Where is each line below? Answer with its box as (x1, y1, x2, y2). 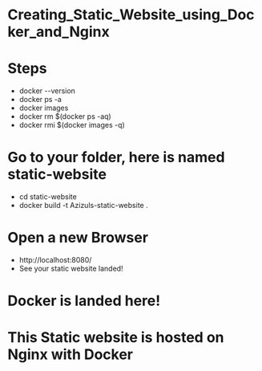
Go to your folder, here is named (7, 149, 225, 166)
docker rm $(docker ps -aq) (18, 112, 111, 121)
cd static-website (18, 192, 77, 202)
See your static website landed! (18, 263, 123, 273)
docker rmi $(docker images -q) (18, 120, 125, 130)
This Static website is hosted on (7, 328, 224, 347)
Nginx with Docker (7, 345, 134, 364)
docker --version (18, 86, 75, 96)
